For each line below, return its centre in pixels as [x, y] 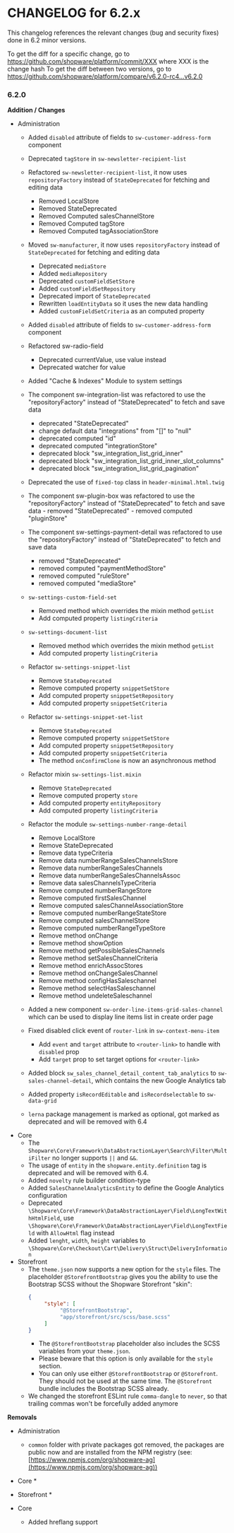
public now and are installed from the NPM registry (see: [110, 1452]
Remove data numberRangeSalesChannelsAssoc [110, 875]
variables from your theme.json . [85, 1351]
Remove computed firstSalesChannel [92, 898]
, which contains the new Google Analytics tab [159, 1080]
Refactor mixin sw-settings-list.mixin [85, 774]
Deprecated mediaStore [73, 266]
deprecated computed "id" [77, 438]
